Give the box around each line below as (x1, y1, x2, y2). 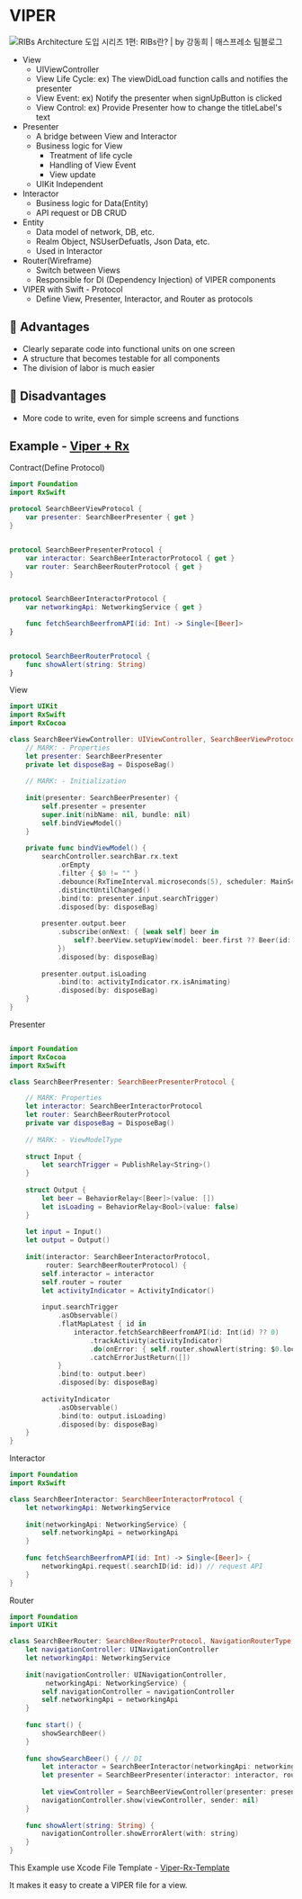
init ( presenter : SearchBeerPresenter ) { (25, 794, 179, 803)
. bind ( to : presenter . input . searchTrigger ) (57, 894, 219, 903)
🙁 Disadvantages (9, 389, 107, 404)
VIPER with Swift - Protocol (22, 283, 123, 294)
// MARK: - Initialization (25, 777, 127, 786)
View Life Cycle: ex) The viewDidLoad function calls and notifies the (35, 73, 289, 84)
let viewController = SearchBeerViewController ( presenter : (41, 1787, 268, 1796)
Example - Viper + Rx (9, 438, 130, 454)
